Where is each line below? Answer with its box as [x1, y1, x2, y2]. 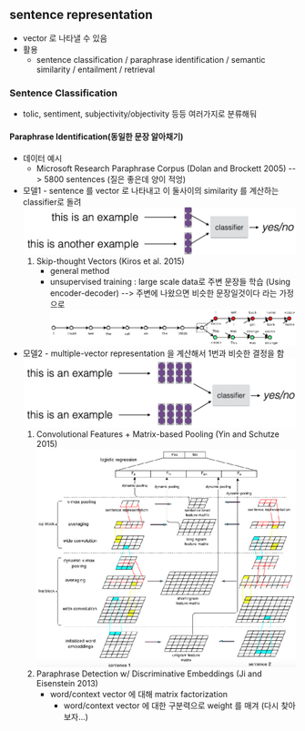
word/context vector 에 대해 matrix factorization [49, 689, 229, 700]
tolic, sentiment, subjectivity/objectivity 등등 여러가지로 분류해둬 [22, 108, 258, 119]
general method [49, 266, 110, 277]
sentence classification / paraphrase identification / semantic [36, 54, 266, 65]
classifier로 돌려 [22, 197, 82, 208]
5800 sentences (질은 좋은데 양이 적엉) [44, 174, 187, 185]
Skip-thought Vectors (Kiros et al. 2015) [36, 256, 185, 267]
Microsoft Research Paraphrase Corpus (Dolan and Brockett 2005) [36, 163, 287, 174]
